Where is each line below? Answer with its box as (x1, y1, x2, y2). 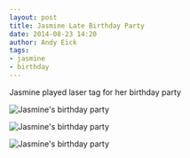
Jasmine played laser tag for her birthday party (9, 86, 182, 98)
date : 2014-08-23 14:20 (9, 29, 98, 38)
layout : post (9, 12, 58, 22)
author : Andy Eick (9, 37, 77, 47)
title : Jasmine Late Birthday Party (9, 21, 145, 30)
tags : (9, 46, 29, 55)
